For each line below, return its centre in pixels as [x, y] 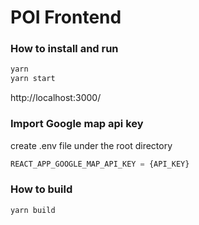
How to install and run [64, 49]
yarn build [33, 210]
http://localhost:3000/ [56, 98]
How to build [41, 189]
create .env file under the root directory [91, 145]
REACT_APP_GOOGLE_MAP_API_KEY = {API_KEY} [100, 164]
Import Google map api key [77, 124]
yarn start [33, 79]
